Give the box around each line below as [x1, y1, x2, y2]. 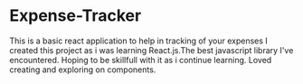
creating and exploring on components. [9, 64, 156, 75]
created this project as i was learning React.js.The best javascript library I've [9, 44, 294, 55]
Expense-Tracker [9, 5, 142, 26]
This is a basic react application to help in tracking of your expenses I [9, 35, 269, 46]
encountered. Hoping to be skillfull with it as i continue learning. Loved [9, 54, 272, 65]
